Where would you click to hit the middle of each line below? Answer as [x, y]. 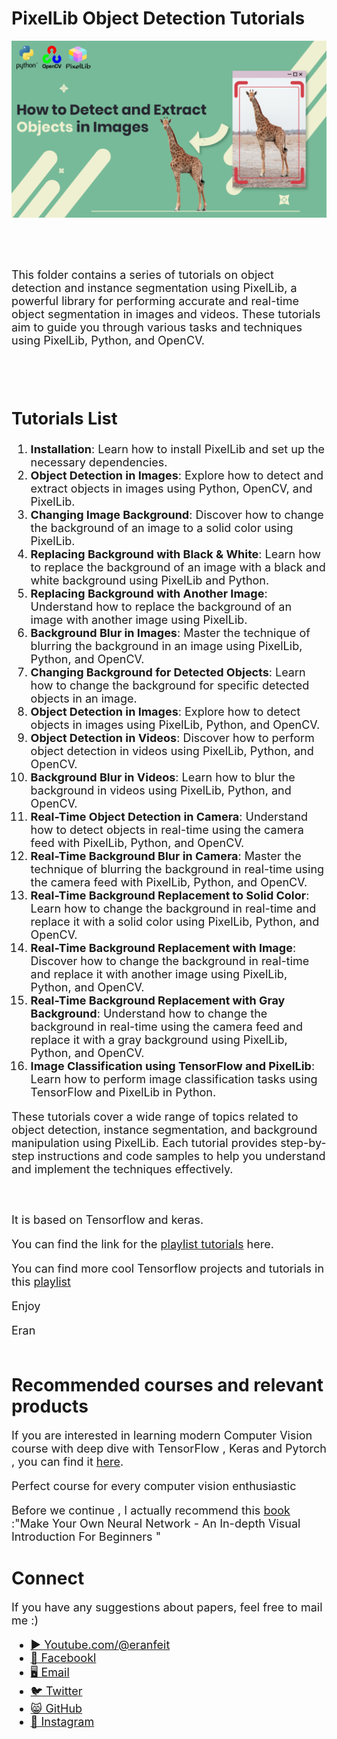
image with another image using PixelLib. [139, 620]
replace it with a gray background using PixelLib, [159, 1040]
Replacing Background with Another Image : [149, 594]
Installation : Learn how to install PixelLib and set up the [178, 449]
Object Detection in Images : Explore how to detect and [177, 475]
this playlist [41, 1282]
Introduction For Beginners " [86, 1536]
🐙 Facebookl [63, 1657]
